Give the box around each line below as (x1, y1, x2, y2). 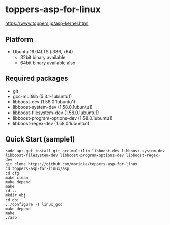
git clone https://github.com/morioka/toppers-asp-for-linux (5, 162, 138, 167)
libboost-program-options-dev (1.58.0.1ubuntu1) (12, 115, 113, 121)
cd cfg (5, 171, 19, 176)
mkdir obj (5, 193, 26, 198)
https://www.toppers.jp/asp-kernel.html (5, 20, 89, 26)
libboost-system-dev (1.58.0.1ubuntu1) (12, 104, 93, 110)
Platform (5, 35, 34, 44)
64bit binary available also (20, 60, 76, 66)
